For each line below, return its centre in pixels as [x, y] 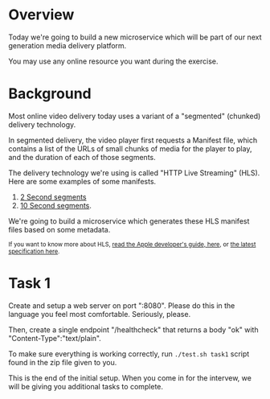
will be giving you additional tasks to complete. [86, 386]
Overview [41, 15]
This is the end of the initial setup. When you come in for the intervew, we [130, 378]
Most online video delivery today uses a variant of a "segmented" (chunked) [135, 116]
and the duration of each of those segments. [82, 157]
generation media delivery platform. [67, 45]
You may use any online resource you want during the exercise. [113, 61]
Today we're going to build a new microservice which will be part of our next [135, 37]
